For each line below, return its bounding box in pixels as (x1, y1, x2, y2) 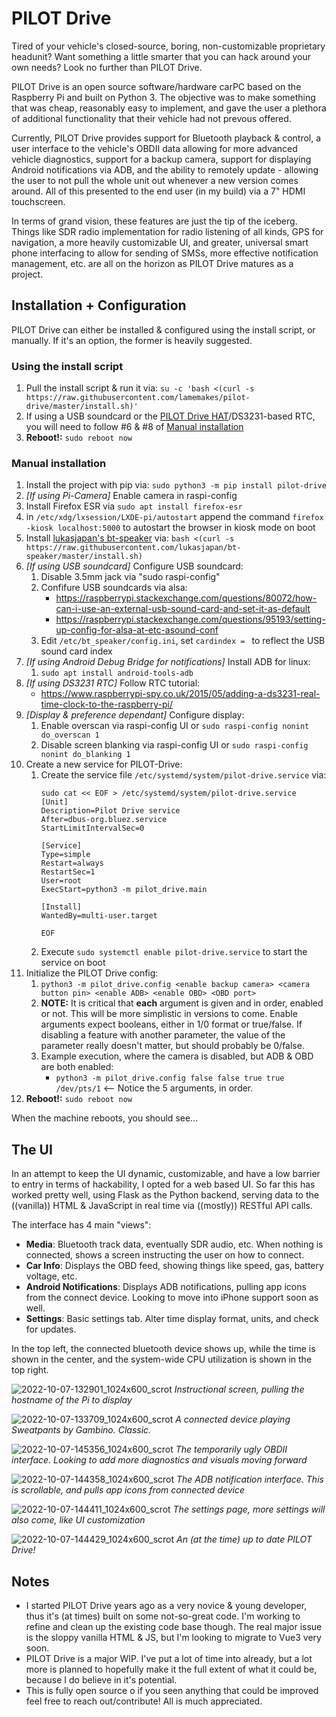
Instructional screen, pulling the (174, 1383, 305, 1396)
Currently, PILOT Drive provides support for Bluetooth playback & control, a (11, 132, 322, 144)
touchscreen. (11, 195, 66, 207)
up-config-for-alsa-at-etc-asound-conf (55, 624, 219, 636)
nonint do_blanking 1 (40, 750, 131, 760)
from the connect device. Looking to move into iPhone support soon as (25, 1292, 319, 1304)
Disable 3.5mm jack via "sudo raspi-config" (40, 571, 221, 583)
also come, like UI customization (11, 1514, 146, 1526)
